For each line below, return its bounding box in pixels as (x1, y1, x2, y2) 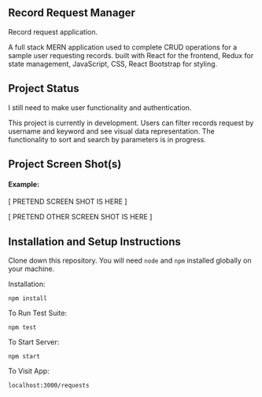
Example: (8, 179, 40, 189)
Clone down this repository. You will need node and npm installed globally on (8, 255, 252, 266)
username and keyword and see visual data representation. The (8, 126, 215, 136)
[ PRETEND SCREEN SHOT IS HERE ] (8, 197, 127, 207)
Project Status (8, 82, 80, 95)
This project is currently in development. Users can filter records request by (8, 118, 254, 127)
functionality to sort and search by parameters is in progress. (8, 134, 207, 144)
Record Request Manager (8, 6, 136, 20)
